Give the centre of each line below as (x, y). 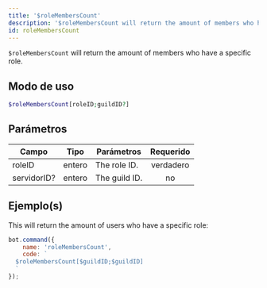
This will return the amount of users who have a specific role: (108, 225)
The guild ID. (119, 178)
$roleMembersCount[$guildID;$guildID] (80, 262)
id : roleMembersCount (44, 30)
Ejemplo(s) (36, 206)
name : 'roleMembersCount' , (67, 247)
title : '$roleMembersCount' (55, 15)
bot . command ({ (32, 240)
